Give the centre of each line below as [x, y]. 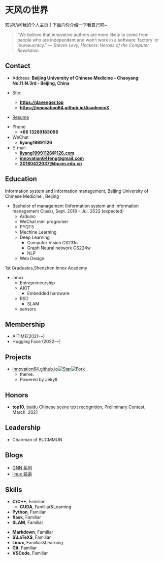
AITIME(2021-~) [29, 336]
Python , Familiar [29, 512]
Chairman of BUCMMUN [37, 439]
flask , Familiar [27, 518]
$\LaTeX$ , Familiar [32, 537]
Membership [25, 324]
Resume [20, 117]
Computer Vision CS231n [52, 242]
